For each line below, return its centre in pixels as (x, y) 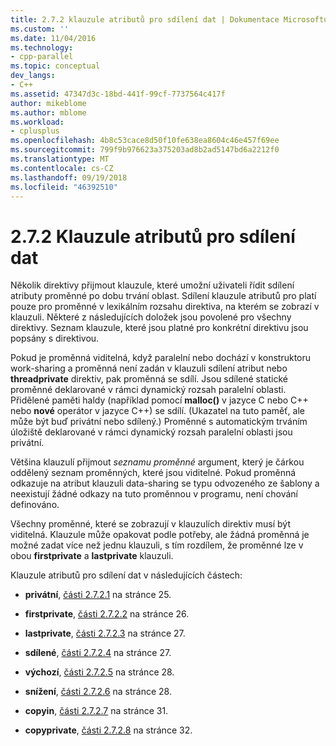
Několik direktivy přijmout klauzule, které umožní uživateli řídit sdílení (152, 285)
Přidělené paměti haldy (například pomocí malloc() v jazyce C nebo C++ (159, 400)
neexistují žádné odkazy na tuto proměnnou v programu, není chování (154, 494)
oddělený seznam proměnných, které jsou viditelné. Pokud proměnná (153, 473)
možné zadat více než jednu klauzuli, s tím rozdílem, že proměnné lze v (157, 545)
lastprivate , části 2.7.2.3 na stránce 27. (105, 633)
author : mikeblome (48, 103)
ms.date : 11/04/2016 (53, 38)
